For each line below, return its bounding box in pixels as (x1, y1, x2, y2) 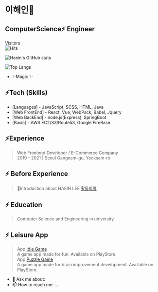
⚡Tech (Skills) (5, 89, 48, 97)
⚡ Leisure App (5, 231, 49, 239)
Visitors (5, 40, 20, 46)
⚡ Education (5, 200, 42, 209)
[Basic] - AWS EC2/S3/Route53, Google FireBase (12, 119, 111, 125)
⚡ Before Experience (5, 170, 68, 178)
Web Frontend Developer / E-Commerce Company (17, 150, 118, 156)
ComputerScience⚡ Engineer (5, 25, 95, 33)
